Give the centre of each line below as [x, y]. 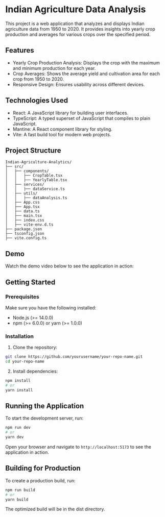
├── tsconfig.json [25, 234]
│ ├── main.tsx [24, 216]
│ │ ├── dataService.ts [35, 189]
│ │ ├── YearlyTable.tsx [36, 180]
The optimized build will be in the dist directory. [55, 509]
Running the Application [45, 406]
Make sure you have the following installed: [51, 308]
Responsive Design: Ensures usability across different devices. [79, 84]
